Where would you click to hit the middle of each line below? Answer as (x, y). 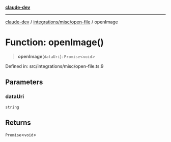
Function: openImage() (55, 42)
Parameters (24, 82)
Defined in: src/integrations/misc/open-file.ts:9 (54, 66)
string (12, 107)
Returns (18, 123)
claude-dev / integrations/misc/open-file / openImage (62, 22)
